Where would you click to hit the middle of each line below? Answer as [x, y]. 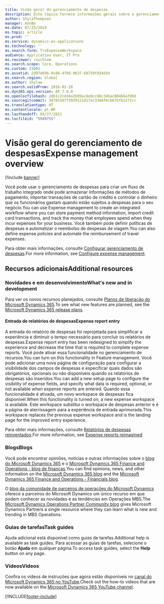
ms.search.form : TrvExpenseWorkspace [43, 50]
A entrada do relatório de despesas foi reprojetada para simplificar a [74, 332]
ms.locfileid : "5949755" [30, 119]
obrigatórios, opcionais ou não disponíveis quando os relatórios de [72, 373]
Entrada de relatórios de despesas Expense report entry [62, 321]
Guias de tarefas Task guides [40, 527]
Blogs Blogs [19, 447]
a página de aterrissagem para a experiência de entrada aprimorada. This [78, 410]
